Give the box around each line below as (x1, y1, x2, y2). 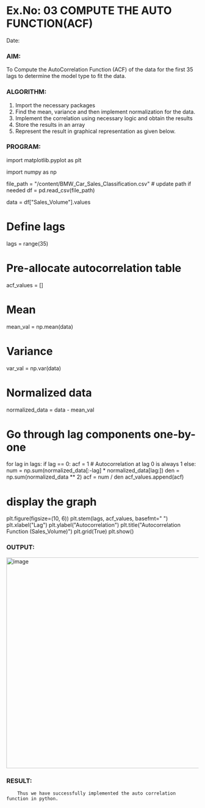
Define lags (6, 220, 65, 234)
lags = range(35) (6, 240, 49, 247)
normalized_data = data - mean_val (6, 406, 95, 413)
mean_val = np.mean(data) (6, 323, 73, 330)
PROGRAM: (6, 143, 41, 151)
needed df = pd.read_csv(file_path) (6, 187, 95, 194)
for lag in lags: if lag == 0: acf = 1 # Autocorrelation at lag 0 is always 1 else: (6, 460, 196, 468)
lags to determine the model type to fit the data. (6, 73, 126, 80)
